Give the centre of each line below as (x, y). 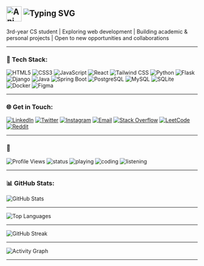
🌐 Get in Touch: (30, 107)
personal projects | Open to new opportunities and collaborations (88, 38)
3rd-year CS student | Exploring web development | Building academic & (97, 32)
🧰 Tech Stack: (27, 60)
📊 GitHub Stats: (30, 183)
